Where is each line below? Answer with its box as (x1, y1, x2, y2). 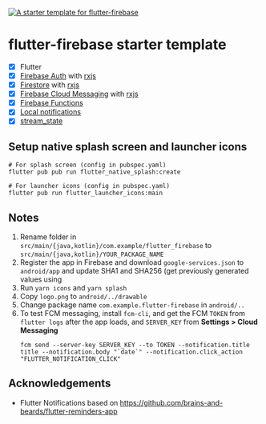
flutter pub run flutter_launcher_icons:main (8, 189, 163, 198)
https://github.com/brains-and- (119, 398, 224, 407)
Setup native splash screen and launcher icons (8, 140, 248, 154)
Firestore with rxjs (19, 80, 80, 90)
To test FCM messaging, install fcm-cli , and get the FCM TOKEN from (19, 309, 246, 318)
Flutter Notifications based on (19, 398, 119, 407)
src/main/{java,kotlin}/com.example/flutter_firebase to (19, 241, 212, 250)
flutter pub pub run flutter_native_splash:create (8, 168, 181, 176)
